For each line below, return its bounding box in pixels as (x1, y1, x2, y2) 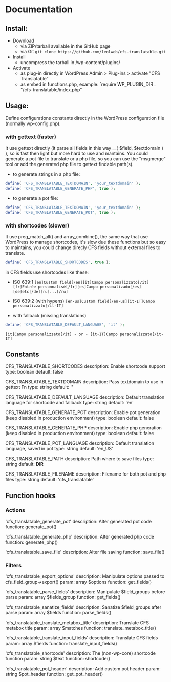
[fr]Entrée (12, 284, 36, 290)
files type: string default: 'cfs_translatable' (5, 477, 94, 483)
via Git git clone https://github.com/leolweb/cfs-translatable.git (20, 49, 166, 54)
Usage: (5, 101, 29, 110)
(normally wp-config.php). (5, 120, 61, 127)
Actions (5, 506, 26, 513)
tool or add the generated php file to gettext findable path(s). (5, 161, 134, 168)
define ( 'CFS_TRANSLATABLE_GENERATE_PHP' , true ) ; (5, 185, 116, 191)
